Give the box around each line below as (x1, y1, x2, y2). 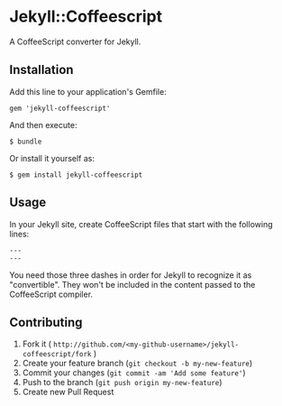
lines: (9, 228, 30, 239)
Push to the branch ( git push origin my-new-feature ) (22, 377, 223, 388)
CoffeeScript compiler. (9, 289, 93, 300)
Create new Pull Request (22, 386, 114, 398)
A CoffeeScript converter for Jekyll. (9, 36, 141, 47)
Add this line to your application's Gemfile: (9, 86, 167, 97)
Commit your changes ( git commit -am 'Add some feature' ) (22, 367, 246, 378)
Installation (9, 62, 74, 78)
